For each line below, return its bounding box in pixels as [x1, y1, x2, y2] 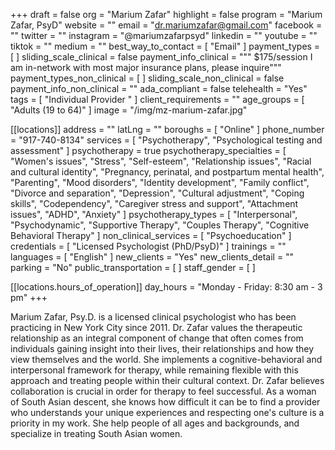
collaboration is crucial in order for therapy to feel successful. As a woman [10, 385, 317, 397]
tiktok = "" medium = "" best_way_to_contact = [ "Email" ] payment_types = [10, 40, 321, 52]
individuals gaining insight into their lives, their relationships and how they [10, 343, 315, 354]
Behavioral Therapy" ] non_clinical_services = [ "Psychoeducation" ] [10, 230, 292, 241]
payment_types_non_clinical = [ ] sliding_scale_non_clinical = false [10, 72, 285, 84]
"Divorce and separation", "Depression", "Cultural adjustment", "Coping [10, 187, 305, 199]
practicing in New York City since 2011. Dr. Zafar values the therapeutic [10, 322, 303, 333]
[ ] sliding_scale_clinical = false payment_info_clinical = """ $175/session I [10, 51, 313, 63]
